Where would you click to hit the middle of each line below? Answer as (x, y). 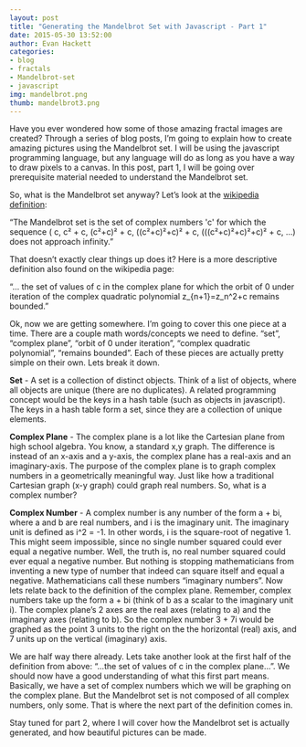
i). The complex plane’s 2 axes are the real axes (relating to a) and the (140, 610)
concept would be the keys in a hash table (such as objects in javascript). (148, 400)
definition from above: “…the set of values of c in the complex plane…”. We (150, 667)
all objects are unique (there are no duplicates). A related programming (143, 390)
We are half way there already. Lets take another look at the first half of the (150, 657)
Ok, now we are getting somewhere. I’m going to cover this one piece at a (148, 324)
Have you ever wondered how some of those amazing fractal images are (146, 129)
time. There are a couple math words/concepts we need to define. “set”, (145, 333)
